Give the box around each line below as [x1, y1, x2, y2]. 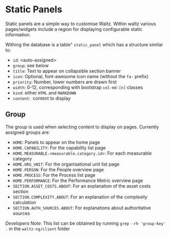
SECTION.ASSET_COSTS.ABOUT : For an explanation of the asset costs [12, 183, 151, 189]
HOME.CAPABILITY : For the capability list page [12, 144, 106, 151]
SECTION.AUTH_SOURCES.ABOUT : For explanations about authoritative [12, 205, 151, 211]
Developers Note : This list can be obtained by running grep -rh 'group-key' [5, 220, 166, 226]
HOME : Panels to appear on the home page [12, 139, 100, 145]
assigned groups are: [5, 129, 50, 135]
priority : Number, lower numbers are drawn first [12, 79, 117, 85]
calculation [12, 199, 36, 205]
